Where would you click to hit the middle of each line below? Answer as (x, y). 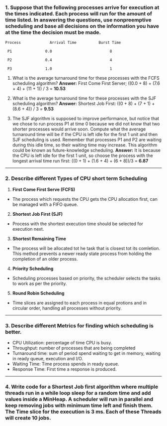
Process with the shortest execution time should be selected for (78, 224)
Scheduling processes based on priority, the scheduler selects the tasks (86, 278)
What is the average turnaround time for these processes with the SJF (84, 98)
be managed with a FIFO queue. (45, 204)
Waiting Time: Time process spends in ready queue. (66, 364)
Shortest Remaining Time (39, 239)
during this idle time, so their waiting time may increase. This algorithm (85, 145)
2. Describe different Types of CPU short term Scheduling (76, 178)
